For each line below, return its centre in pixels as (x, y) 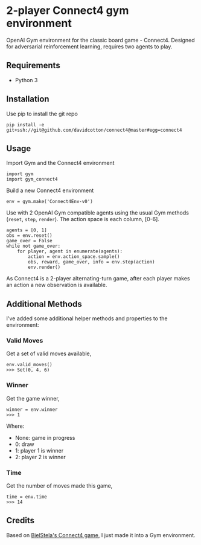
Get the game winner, (33, 398)
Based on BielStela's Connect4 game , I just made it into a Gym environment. (101, 535)
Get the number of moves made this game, (59, 486)
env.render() (44, 267)
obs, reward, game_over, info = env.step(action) (91, 262)
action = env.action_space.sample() (74, 257)
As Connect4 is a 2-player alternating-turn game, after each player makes (98, 279)
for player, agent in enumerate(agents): (70, 251)
